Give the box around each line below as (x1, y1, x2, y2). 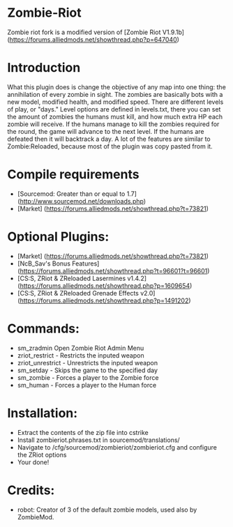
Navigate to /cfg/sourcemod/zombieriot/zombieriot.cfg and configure (17, 443, 218, 451)
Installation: (7, 405, 78, 421)
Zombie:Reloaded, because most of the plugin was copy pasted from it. (7, 142, 213, 151)
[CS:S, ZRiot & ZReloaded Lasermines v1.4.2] (17, 274, 147, 282)
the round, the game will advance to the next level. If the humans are (7, 127, 204, 135)
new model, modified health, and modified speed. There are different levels (7, 98, 224, 106)
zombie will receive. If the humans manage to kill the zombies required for (7, 120, 220, 128)
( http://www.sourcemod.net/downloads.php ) (17, 197, 146, 205)
